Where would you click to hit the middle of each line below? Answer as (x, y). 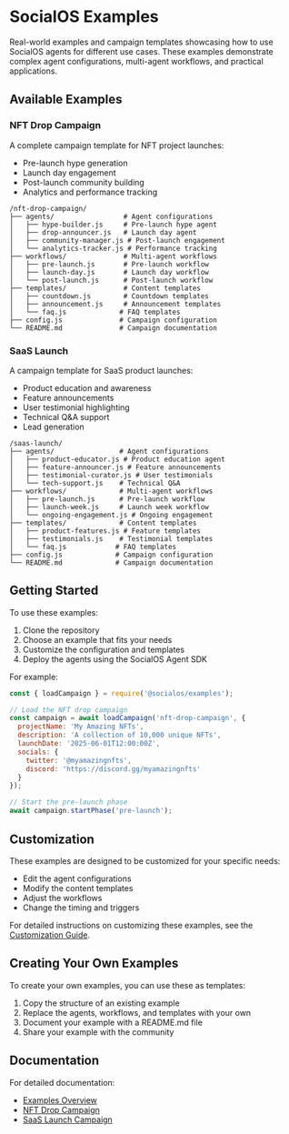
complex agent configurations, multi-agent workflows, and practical (136, 61)
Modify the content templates (78, 888)
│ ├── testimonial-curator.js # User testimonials (111, 475)
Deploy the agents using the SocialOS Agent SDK (115, 659)
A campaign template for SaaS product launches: (101, 370)
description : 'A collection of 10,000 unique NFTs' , (120, 735)
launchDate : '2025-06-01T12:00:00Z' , (89, 744)
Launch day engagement (69, 172)
